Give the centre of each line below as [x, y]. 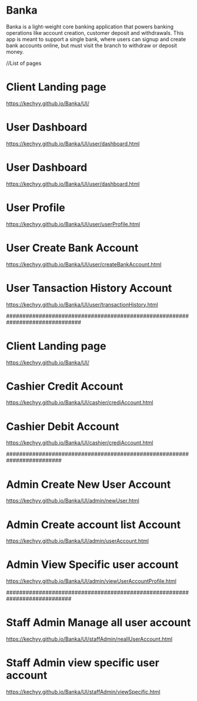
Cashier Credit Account [65, 386]
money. [15, 51]
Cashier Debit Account [63, 426]
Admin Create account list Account [94, 525]
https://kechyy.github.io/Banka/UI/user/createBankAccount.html [84, 264]
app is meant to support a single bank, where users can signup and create [96, 39]
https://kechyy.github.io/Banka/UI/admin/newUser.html [73, 501]
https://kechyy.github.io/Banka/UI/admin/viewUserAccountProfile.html [91, 581]
